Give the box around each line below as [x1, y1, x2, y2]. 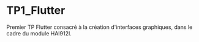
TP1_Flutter [6, 4, 66, 17]
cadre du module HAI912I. [6, 29, 72, 37]
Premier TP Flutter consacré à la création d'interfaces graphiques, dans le [6, 23, 193, 31]
